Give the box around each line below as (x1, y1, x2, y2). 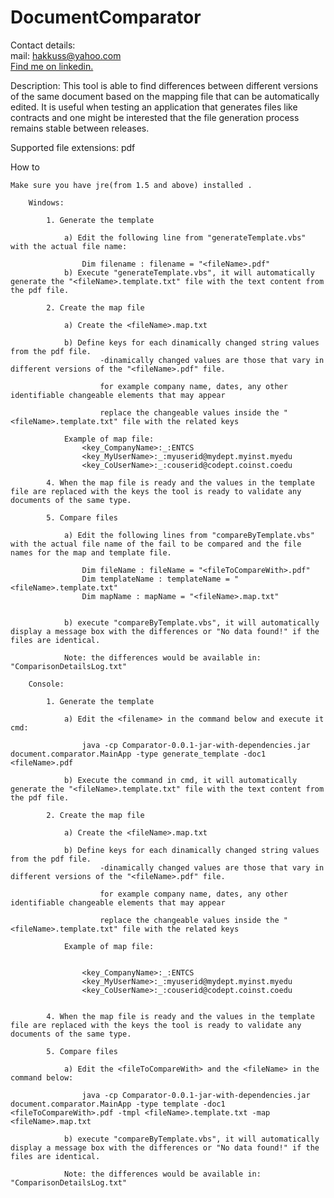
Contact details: (10, 39, 76, 51)
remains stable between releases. (10, 122, 150, 134)
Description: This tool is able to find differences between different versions (10, 79, 319, 91)
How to (10, 161, 40, 173)
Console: (28, 679, 65, 689)
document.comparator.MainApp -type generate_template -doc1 (10, 749, 267, 759)
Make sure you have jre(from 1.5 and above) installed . (10, 180, 253, 190)
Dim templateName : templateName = (81, 574, 230, 584)
